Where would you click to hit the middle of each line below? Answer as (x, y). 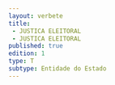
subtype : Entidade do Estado (57, 69)
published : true (36, 46)
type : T (21, 62)
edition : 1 (27, 53)
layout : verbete (36, 16)
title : (19, 23)
